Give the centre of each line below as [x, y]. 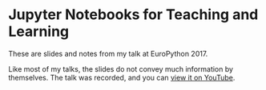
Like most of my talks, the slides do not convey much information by [121, 68]
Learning [39, 31]
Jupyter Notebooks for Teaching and [133, 15]
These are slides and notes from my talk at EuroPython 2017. [108, 53]
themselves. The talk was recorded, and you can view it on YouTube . [122, 77]
